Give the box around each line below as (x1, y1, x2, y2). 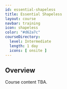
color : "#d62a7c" (5, 30, 41, 35)
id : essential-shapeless (5, 7, 56, 12)
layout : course (5, 16, 36, 21)
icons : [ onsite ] (9, 48, 47, 53)
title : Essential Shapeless (5, 12, 63, 17)
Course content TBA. (5, 79, 47, 85)
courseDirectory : (5, 35, 41, 40)
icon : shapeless (5, 25, 38, 30)
